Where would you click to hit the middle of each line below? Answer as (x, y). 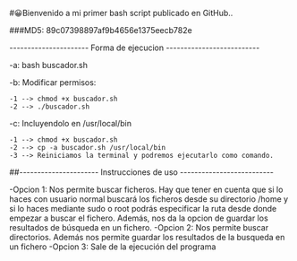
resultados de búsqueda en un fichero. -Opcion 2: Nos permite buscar (139, 227)
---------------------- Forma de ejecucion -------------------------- (135, 48)
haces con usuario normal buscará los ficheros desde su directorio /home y (149, 199)
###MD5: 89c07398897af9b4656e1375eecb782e (101, 30)
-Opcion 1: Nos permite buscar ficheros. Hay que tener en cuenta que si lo (146, 189)
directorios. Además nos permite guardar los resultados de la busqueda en (147, 237)
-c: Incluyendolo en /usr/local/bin (71, 123)
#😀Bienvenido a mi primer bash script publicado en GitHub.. (121, 13)
